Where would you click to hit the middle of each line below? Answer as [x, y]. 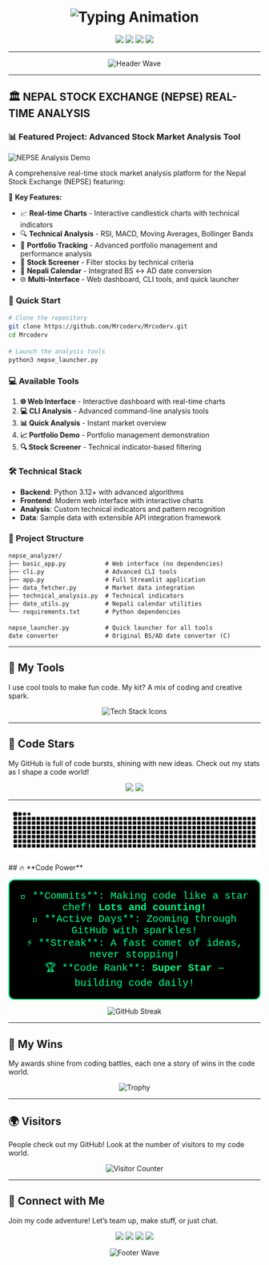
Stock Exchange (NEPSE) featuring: [67, 181]
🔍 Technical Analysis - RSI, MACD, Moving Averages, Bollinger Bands [137, 233]
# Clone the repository [48, 318]
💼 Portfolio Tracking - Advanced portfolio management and [118, 245]
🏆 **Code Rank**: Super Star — [134, 969]
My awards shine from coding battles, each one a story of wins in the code [132, 1064]
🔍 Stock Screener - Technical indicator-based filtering [110, 447]
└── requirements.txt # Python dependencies [94, 612]
